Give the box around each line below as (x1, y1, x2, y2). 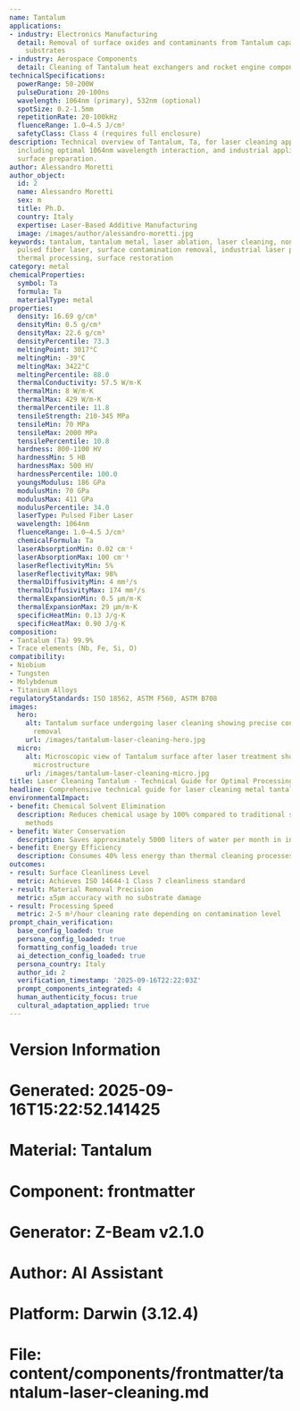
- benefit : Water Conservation (9, 827, 126, 836)
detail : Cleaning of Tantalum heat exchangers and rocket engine (17, 63, 266, 72)
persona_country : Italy (17, 959, 105, 969)
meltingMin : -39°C (17, 354, 87, 363)
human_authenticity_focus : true (17, 993, 138, 1002)
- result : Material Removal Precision (9, 885, 154, 894)
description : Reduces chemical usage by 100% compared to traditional (17, 810, 286, 819)
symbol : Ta (17, 279, 58, 288)
